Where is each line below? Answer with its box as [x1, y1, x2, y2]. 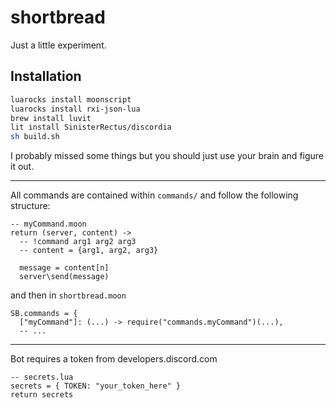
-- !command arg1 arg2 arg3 [19, 237, 137, 247]
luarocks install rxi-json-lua [10, 104, 141, 114]
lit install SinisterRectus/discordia [10, 122, 172, 133]
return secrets [10, 390, 74, 400]
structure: [10, 200, 51, 212]
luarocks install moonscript [10, 94, 132, 105]
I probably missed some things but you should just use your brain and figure [10, 150, 325, 162]
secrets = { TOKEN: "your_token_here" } [10, 381, 182, 391]
